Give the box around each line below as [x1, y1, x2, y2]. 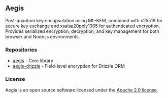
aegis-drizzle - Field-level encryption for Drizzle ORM [12, 63, 125, 69]
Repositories [5, 46, 38, 53]
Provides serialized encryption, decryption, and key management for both [5, 28, 159, 34]
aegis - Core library [12, 58, 54, 64]
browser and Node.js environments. [5, 33, 80, 39]
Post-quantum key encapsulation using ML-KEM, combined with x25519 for [5, 17, 163, 23]
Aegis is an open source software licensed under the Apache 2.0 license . [5, 87, 158, 93]
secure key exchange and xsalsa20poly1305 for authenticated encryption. [5, 23, 160, 29]
